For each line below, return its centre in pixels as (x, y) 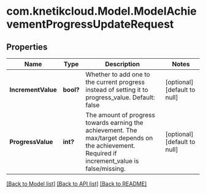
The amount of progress (120, 115)
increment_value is (112, 161)
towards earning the (114, 123)
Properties (27, 47)
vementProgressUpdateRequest (90, 24)
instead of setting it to (117, 90)
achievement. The (111, 130)
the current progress (115, 82)
